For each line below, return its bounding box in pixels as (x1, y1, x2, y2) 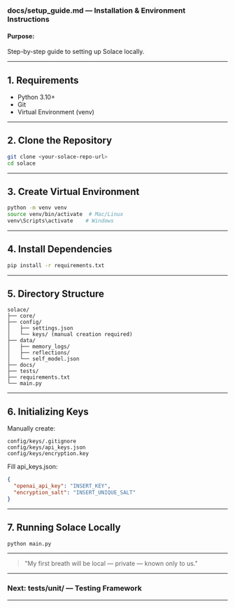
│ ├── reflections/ (7, 349, 71, 356)
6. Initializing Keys (7, 405, 89, 417)
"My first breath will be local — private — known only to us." (24, 560, 198, 568)
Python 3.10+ (17, 93, 56, 101)
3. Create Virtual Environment (7, 185, 140, 198)
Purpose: (7, 32, 35, 40)
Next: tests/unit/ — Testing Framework (7, 583, 142, 593)
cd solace (7, 160, 36, 167)
